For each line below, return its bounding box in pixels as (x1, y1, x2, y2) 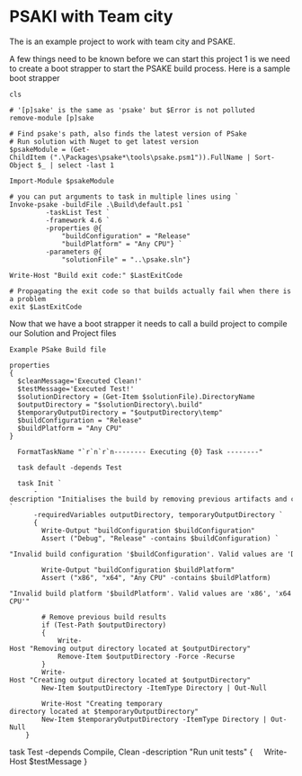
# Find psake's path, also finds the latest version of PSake (9, 129, 247, 138)
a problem (9, 294, 47, 303)
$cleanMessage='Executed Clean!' (17, 376, 143, 386)
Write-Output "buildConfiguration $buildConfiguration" (41, 526, 255, 535)
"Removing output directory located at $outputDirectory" (29, 644, 252, 653)
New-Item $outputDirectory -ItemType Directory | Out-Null (41, 683, 268, 692)
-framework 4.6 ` (45, 216, 111, 225)
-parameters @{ (45, 247, 102, 256)
